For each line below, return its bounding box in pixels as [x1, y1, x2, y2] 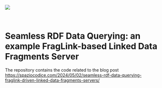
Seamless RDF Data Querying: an [5, 30, 141, 42]
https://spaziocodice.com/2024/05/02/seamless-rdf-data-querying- [5, 72, 142, 78]
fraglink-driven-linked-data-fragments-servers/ [5, 77, 100, 83]
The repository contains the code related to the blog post [5, 67, 119, 73]
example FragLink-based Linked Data [5, 41, 158, 52]
